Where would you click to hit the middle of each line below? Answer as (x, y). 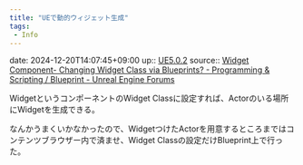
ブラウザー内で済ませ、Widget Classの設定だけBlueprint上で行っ (162, 141)
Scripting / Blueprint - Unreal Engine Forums (92, 80)
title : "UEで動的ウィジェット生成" (69, 18)
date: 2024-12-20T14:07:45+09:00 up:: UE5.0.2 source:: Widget (129, 61)
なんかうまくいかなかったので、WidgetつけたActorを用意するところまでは (148, 129)
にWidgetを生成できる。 (54, 110)
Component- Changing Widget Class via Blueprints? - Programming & (140, 70)
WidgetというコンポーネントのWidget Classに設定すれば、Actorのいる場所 (149, 98)
